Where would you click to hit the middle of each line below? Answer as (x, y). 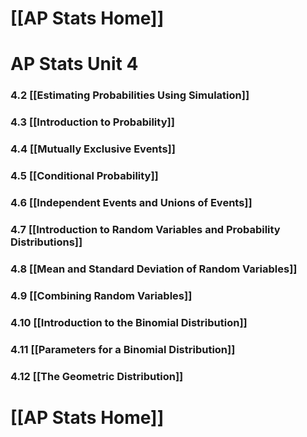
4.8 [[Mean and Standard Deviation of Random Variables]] (154, 269)
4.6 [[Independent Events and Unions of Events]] (131, 202)
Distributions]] (46, 242)
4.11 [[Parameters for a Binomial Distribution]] (123, 349)
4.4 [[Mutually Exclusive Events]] (93, 149)
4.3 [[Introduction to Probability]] (92, 122)
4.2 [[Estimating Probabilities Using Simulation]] (130, 95)
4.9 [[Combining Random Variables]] (101, 295)
